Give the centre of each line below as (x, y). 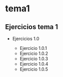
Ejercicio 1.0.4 (34, 64)
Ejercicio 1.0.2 (34, 53)
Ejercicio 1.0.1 (33, 48)
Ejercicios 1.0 (26, 38)
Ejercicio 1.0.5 (34, 69)
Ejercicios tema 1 (32, 27)
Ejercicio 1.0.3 (34, 59)
